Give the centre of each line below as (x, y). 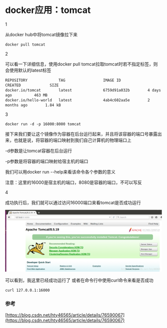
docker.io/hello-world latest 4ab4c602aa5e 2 (78, 100)
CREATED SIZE (32, 85)
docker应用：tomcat (48, 10)
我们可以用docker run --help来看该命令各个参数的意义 (60, 171)
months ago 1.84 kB (33, 105)
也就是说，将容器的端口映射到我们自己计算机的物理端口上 (73, 140)
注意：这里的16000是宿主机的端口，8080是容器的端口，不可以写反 (74, 182)
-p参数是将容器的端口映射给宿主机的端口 (47, 161)
